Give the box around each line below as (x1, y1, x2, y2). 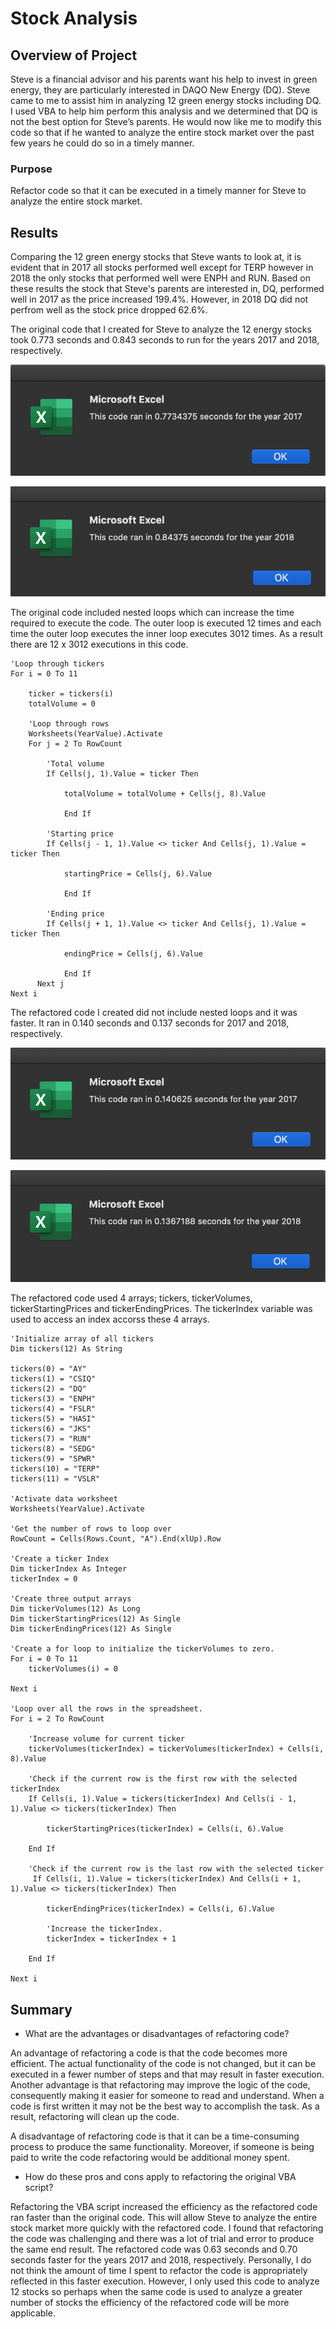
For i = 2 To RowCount (10, 1714, 105, 1724)
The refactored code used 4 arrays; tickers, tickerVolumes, (10, 1292, 253, 1304)
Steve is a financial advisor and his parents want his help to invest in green (10, 73, 318, 85)
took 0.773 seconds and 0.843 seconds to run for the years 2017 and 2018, (10, 334, 320, 346)
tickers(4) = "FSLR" (10, 1404, 97, 1414)
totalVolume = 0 (28, 698, 97, 709)
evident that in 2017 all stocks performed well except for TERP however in (10, 262, 314, 274)
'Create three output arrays (10, 1594, 132, 1604)
